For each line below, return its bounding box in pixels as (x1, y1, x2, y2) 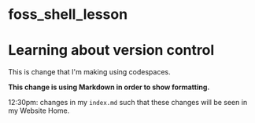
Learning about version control (8, 42, 215, 60)
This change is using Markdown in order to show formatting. (8, 82, 210, 92)
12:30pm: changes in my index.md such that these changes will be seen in (8, 98, 248, 107)
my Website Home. (8, 106, 70, 115)
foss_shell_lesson (8, 5, 128, 24)
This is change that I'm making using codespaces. (8, 67, 171, 77)
